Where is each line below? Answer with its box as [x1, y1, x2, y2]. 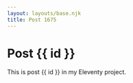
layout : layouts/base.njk [7, 10, 81, 17]
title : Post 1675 [7, 16, 57, 23]
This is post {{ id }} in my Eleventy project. [7, 68, 127, 76]
